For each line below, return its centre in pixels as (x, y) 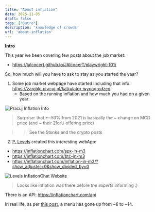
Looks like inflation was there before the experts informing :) (77, 185)
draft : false (18, 18)
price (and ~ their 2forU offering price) (56, 123)
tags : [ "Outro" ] (21, 23)
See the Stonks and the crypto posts (66, 132)
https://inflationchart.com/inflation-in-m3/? (55, 161)
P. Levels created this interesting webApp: (54, 142)
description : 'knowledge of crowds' (42, 28)
